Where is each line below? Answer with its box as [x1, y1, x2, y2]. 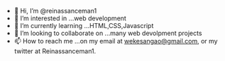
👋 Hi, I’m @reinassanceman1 [13, 7, 97, 15]
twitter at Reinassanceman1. [13, 47, 97, 55]
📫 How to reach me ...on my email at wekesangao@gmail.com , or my [13, 37, 218, 45]
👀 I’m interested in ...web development [13, 14, 126, 22]
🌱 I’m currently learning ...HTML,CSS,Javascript [13, 22, 154, 29]
